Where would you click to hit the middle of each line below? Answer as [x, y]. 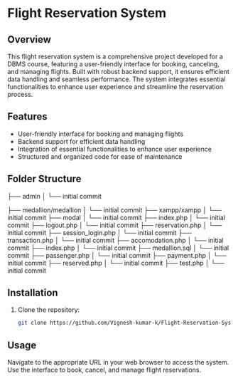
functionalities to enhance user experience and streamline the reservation [115, 87]
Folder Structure [44, 179]
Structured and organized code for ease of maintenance [100, 156]
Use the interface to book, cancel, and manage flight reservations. [104, 370]
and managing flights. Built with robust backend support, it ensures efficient [118, 72]
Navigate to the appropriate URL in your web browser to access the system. [118, 362]
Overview [29, 40]
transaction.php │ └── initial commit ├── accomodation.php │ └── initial [115, 240]
